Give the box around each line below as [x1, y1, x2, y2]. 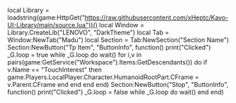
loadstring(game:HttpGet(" [7, 13, 85, 22]
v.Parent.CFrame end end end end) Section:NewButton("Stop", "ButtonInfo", [7, 81, 229, 88]
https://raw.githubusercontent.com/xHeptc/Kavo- [84, 13, 229, 22]
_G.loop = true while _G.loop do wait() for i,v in [7, 50, 142, 59]
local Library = [7, 6, 49, 14]
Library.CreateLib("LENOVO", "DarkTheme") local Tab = [7, 28, 170, 36]
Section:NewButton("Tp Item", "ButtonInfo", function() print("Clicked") [7, 43, 211, 51]
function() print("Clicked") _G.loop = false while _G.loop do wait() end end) [7, 88, 224, 96]
